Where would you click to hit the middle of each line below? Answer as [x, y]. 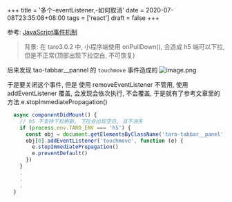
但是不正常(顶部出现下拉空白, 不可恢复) [79, 55]
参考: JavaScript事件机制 [42, 32]
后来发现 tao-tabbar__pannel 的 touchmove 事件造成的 [83, 70]
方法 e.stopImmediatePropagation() [58, 102]
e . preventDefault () [60, 154]
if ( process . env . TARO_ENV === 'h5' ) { [75, 128]
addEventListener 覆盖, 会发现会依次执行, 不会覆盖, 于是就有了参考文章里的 [114, 93]
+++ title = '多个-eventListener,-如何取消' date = [76, 10]
